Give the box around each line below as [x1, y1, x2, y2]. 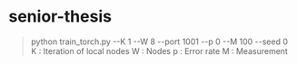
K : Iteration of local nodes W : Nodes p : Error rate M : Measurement [30, 45, 288, 56]
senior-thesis [8, 6, 113, 27]
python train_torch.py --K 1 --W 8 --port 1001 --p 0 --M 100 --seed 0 [30, 36, 288, 47]
